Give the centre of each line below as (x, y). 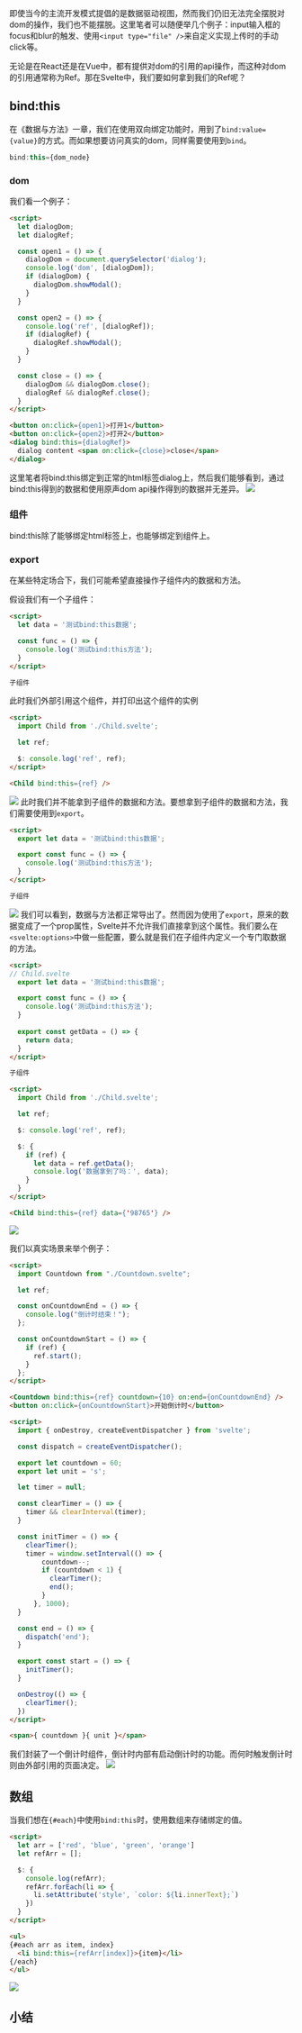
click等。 (26, 47)
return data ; (50, 1040)
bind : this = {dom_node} (50, 157)
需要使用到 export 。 (53, 812)
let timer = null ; (52, 1488)
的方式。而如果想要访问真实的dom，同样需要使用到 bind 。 (144, 140)
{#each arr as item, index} (62, 1945)
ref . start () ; (58, 1356)
